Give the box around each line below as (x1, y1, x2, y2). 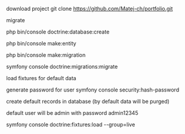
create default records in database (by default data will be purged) (6, 98, 170, 105)
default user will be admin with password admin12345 (6, 109, 138, 116)
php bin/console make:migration (6, 51, 86, 59)
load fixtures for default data (6, 75, 76, 81)
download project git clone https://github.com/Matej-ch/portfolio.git (6, 5, 173, 12)
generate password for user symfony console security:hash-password (6, 86, 180, 93)
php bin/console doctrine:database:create (6, 28, 110, 35)
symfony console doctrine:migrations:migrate (6, 63, 118, 70)
